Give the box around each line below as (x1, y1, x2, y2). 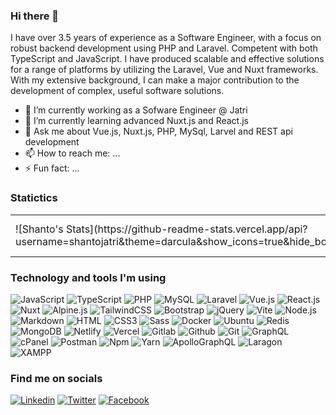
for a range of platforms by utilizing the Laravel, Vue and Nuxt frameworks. (10, 64, 319, 76)
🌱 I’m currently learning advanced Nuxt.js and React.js (24, 115, 249, 127)
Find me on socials (10, 371, 103, 385)
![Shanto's (15, 222, 64, 236)
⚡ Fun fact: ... (24, 162, 80, 174)
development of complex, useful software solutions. (10, 85, 225, 97)
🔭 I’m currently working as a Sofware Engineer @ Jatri (24, 104, 248, 116)
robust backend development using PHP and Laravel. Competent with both (10, 42, 318, 54)
